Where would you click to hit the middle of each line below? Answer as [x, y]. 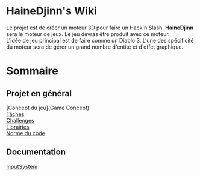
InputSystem [22, 166]
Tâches [15, 114]
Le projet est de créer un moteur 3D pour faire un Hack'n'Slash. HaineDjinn [100, 28]
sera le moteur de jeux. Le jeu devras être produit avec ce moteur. [88, 34]
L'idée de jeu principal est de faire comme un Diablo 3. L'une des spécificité [100, 40]
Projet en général [39, 93]
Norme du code [26, 133]
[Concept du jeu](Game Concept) [48, 108]
